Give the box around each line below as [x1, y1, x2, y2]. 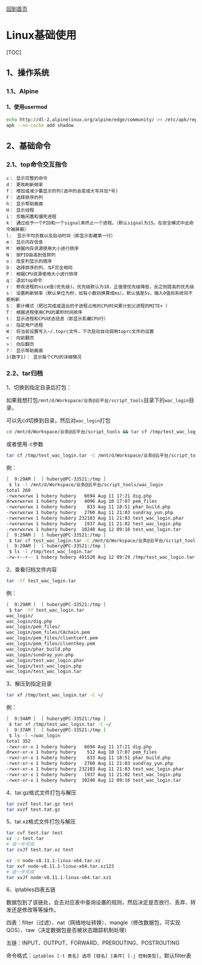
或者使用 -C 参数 [6, 440, 44, 448]
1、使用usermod [6, 103, 47, 110]
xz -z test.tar [6, 836, 44, 842]
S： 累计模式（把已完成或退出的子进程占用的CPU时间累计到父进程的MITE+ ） [6, 303, 170, 309]
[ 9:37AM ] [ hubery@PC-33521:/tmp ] [6, 726, 106, 733]
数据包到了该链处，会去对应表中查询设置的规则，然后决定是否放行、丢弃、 [6, 899, 191, 906]
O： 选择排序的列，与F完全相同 [6, 264, 73, 270]
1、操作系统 [6, 68, 50, 78]
